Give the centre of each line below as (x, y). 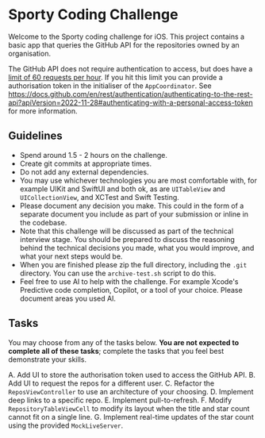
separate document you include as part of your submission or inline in (134, 214)
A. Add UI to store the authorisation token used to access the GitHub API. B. (132, 375)
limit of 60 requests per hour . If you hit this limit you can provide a (116, 77)
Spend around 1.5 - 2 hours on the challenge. (94, 155)
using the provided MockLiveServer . (66, 425)
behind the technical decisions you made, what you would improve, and (137, 248)
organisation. (30, 53)
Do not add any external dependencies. (84, 171)
